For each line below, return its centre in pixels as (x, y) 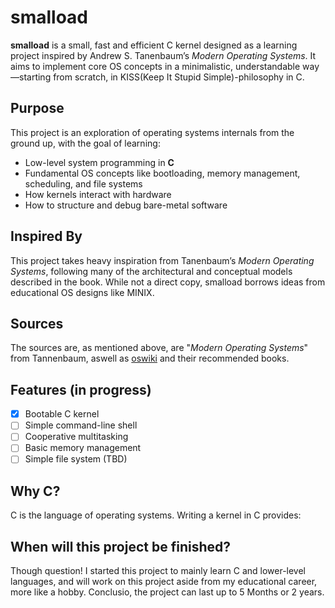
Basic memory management (83, 448)
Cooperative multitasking (76, 437)
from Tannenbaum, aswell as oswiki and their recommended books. (150, 358)
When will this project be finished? (120, 546)
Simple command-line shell (81, 425)
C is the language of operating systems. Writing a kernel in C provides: (156, 515)
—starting (31, 77)
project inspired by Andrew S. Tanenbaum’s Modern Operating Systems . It (163, 55)
